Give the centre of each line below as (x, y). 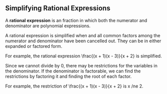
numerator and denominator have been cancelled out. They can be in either (83, 41)
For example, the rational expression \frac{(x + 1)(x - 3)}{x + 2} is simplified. (83, 56)
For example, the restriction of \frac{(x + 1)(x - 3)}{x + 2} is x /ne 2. (74, 86)
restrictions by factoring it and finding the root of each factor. (68, 76)
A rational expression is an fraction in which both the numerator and (76, 20)
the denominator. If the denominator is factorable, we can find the (73, 71)
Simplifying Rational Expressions (58, 8)
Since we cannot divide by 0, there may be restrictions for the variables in (81, 65)
